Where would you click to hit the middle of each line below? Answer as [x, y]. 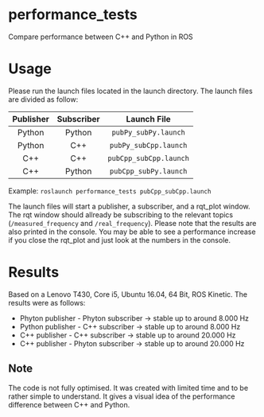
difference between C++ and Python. [69, 404]
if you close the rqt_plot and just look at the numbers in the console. [119, 240]
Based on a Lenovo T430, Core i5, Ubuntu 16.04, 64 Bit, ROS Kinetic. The [128, 294]
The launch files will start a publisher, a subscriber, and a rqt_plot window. [129, 206]
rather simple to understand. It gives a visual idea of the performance [122, 396]
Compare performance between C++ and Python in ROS [101, 37]
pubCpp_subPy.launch [149, 171]
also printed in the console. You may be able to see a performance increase [132, 232]
